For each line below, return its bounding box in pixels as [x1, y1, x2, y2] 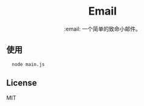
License [6, 78, 37, 88]
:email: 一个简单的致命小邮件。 [63, 25, 142, 32]
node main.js [12, 61, 45, 68]
